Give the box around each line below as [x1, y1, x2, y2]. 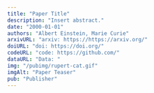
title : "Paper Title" [7, 10, 70, 17]
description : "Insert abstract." [7, 17, 105, 24]
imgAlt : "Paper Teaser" [7, 69, 77, 76]
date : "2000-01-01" [7, 23, 64, 30]
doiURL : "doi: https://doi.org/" [7, 43, 105, 50]
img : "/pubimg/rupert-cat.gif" [7, 62, 98, 69]
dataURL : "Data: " [7, 56, 61, 63]
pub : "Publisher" [7, 75, 58, 83]
